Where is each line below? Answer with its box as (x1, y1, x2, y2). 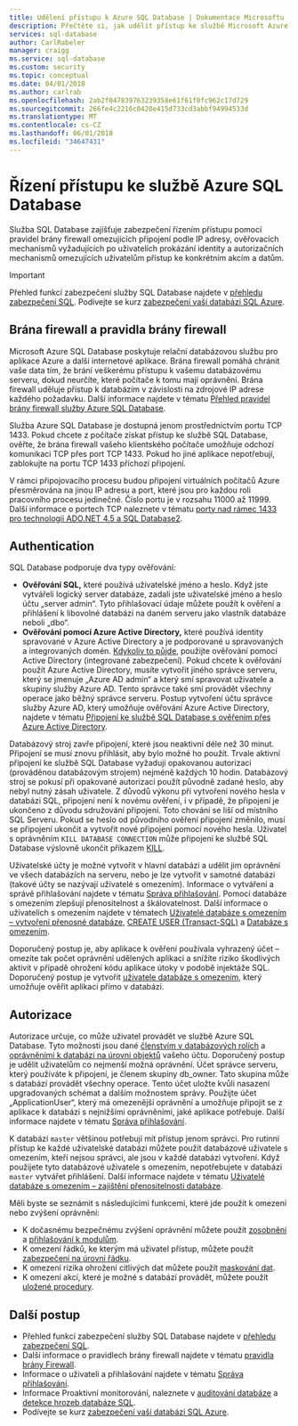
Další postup (9, 1307, 81, 1323)
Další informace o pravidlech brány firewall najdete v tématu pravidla (21, 1349, 274, 1360)
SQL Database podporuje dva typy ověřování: (9, 562, 176, 573)
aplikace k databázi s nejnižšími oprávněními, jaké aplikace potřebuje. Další (9, 1106, 285, 1118)
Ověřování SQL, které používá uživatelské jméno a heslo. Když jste (21, 580, 269, 591)
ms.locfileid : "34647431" (9, 137, 105, 146)
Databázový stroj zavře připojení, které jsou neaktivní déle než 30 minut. (9, 738, 274, 749)
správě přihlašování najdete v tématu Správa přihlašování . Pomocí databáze (9, 888, 287, 900)
